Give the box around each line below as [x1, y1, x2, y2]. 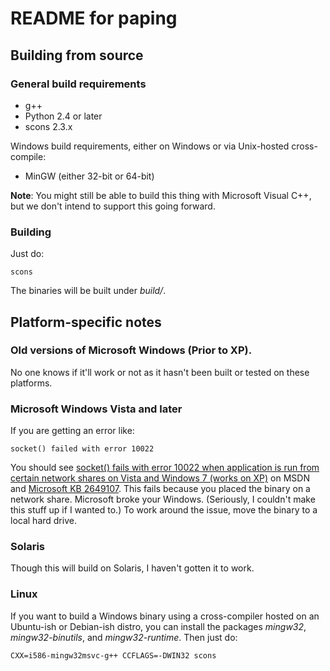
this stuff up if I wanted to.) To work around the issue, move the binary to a [10, 504, 318, 516]
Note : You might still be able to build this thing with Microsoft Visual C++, [10, 189, 312, 201]
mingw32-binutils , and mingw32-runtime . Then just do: [10, 631, 238, 643]
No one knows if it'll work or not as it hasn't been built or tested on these [10, 366, 310, 378]
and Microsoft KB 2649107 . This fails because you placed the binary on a [10, 483, 311, 495]
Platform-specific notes [10, 313, 162, 331]
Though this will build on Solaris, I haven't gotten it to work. [10, 562, 255, 574]
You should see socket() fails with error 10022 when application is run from [10, 462, 320, 474]
